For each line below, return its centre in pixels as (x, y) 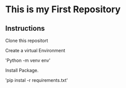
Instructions (25, 28)
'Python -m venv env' (28, 60)
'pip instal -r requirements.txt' (36, 80)
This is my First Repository (63, 9)
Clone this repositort (27, 40)
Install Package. (22, 70)
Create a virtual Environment (35, 50)
